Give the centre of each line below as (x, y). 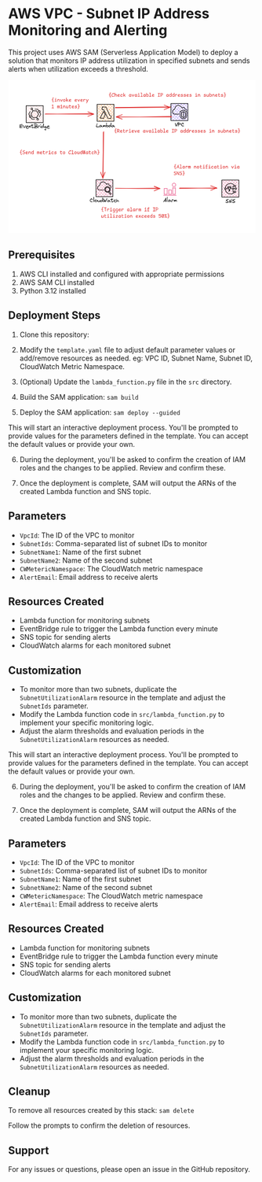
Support (29, 1150)
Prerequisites (42, 255)
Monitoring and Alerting (88, 30)
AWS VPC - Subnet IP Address (109, 14)
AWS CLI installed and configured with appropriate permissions (122, 274)
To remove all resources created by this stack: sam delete (101, 1110)
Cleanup (29, 1091)
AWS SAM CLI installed (57, 282)
